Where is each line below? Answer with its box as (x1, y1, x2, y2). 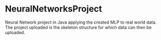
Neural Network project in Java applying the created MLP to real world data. (5, 19, 157, 25)
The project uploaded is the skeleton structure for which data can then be (5, 24, 152, 30)
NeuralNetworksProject (5, 3, 102, 14)
